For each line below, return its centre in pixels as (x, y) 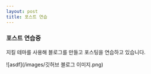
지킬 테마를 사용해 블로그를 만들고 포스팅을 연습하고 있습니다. (76, 52)
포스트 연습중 (24, 38)
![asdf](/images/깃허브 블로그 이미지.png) (55, 64)
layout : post (22, 11)
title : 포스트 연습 (27, 17)
